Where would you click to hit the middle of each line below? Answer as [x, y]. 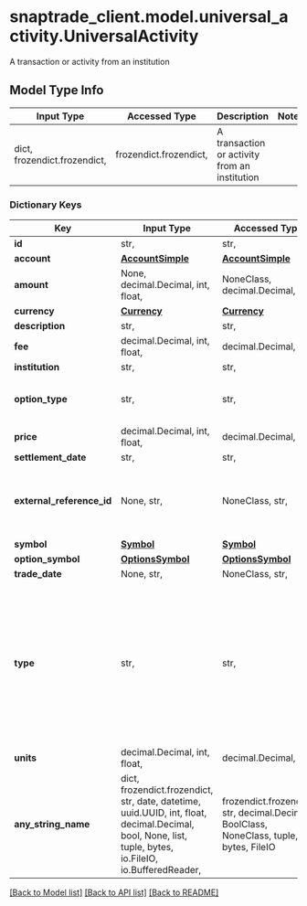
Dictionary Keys [46, 205]
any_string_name [52, 825]
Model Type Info [57, 90]
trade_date [38, 574]
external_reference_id [63, 501]
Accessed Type [161, 116]
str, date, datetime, [160, 802]
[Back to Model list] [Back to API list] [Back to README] [114, 892]
